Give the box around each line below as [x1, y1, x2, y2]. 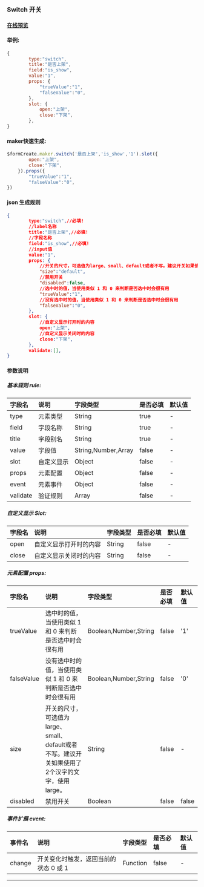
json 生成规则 [7, 198, 41, 206]
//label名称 [28, 224, 57, 230]
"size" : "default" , [39, 269, 86, 275]
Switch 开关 [7, 5, 42, 13]
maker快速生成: [7, 137, 47, 145]
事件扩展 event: [7, 815, 46, 822]
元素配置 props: [7, 569, 47, 577]
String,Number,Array [74, 446, 134, 454]
